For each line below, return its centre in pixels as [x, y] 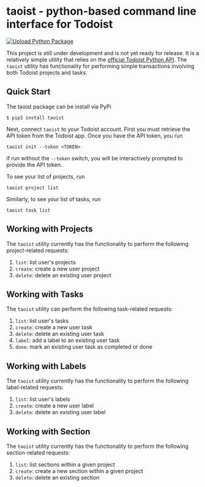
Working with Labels [47, 366]
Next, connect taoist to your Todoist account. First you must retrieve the [99, 129]
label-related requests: [35, 387]
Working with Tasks [45, 294]
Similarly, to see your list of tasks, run [54, 199]
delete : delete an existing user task [60, 334]
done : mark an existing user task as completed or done [84, 347]
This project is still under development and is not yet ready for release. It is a [103, 53]
